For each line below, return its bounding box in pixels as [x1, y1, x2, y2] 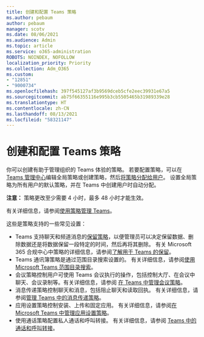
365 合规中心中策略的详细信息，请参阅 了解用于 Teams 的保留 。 [15, 248, 175, 256]
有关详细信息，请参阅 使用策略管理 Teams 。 [6, 207, 116, 215]
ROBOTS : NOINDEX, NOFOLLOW [6, 54, 75, 60]
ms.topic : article [6, 43, 53, 49]
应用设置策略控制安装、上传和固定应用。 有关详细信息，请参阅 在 [15, 302, 177, 309]
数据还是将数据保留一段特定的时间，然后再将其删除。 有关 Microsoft [20, 241, 192, 248]
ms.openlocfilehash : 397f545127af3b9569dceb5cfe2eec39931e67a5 [6, 88, 171, 94]
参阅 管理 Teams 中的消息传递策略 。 [15, 294, 105, 302]
